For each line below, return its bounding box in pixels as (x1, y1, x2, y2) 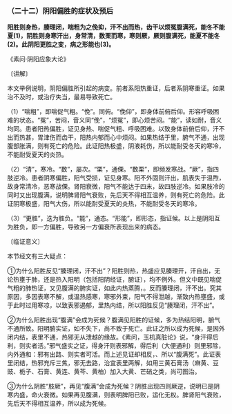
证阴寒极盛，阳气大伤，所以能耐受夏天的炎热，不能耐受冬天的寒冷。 (7, 200, 201, 208)
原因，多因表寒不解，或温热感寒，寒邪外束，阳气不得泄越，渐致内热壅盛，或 (7, 293, 225, 301)
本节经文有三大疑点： (7, 252, 68, 260)
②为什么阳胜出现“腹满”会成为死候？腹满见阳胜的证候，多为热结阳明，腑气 (7, 315, 221, 324)
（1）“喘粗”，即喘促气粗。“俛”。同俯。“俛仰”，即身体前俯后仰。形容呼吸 (7, 107, 213, 116)
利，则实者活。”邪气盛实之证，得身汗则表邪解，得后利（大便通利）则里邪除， (7, 342, 225, 350)
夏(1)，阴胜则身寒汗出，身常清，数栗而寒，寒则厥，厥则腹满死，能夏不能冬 (7, 32, 220, 40)
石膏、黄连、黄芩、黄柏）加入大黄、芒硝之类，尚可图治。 (37, 367, 201, 376)
